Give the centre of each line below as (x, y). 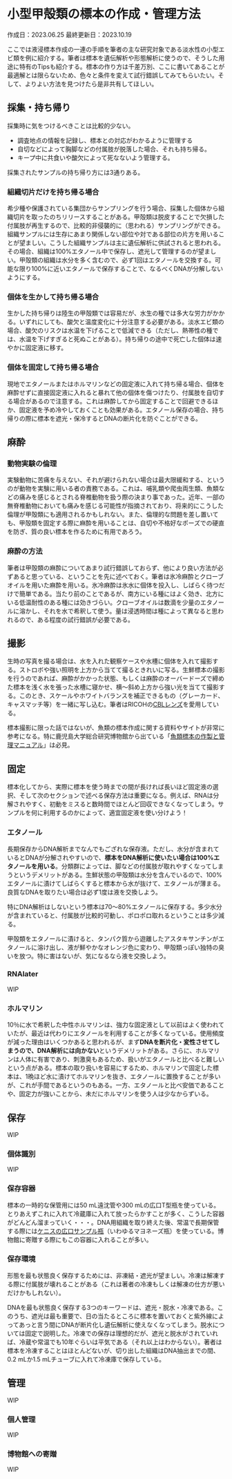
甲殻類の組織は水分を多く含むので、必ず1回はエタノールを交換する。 (117, 260)
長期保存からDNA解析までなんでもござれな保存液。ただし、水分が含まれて (113, 849)
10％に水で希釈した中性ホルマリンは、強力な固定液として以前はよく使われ (113, 1025)
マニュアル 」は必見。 (43, 745)
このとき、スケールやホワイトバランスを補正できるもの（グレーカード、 (122, 696)
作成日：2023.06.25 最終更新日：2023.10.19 (70, 35)
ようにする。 (26, 278)
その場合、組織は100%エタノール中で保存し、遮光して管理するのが (103, 251)
